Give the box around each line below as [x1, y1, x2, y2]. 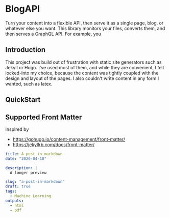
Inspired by [5, 126, 29, 132]
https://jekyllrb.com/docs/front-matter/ [12, 141, 95, 148]
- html [10, 203, 24, 208]
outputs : [5, 198, 24, 203]
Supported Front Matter [5, 113, 82, 121]
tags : [5, 189, 17, 194]
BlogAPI [5, 3, 40, 15]
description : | [5, 165, 38, 171]
